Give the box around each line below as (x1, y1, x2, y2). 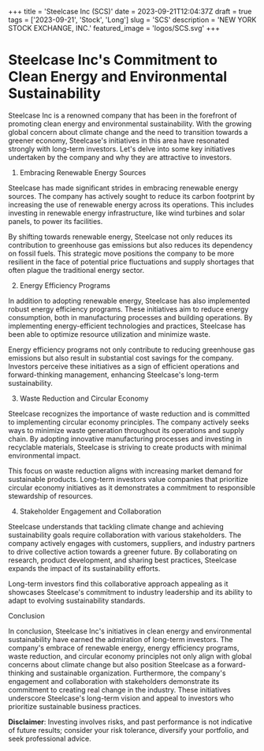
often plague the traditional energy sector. (8, 265, 145, 275)
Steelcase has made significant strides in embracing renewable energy (8, 183, 239, 192)
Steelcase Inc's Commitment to (8, 51, 218, 69)
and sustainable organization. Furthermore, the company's (35, 668, 226, 678)
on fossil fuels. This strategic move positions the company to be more (8, 248, 235, 258)
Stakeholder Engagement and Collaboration (19, 506, 162, 516)
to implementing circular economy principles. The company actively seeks (8, 417, 250, 427)
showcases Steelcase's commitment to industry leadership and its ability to (8, 587, 253, 596)
